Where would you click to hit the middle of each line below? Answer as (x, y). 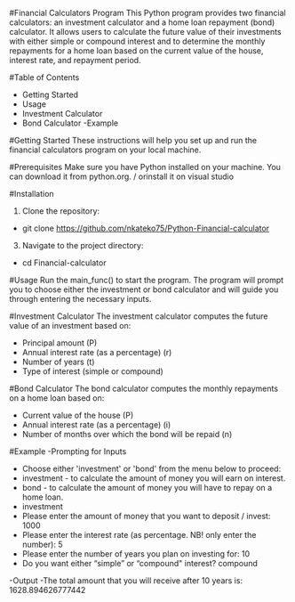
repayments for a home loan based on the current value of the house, (136, 51)
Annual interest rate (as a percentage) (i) (96, 425)
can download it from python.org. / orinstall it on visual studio (121, 176)
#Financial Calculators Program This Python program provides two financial (147, 13)
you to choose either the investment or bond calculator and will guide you (144, 289)
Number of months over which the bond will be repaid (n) (127, 434)
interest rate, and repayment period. (75, 60)
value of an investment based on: (70, 325)
